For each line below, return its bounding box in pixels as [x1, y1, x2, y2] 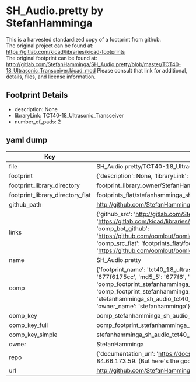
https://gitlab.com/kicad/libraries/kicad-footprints [6, 48, 125, 55]
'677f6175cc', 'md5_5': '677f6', [96, 273, 187, 281]
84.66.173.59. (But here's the [96, 357, 179, 365]
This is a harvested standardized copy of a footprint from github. [6, 36, 162, 43]
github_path [9, 200, 42, 208]
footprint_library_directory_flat [9, 191, 91, 199]
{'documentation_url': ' [96, 349, 159, 357]
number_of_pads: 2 [14, 118, 61, 125]
